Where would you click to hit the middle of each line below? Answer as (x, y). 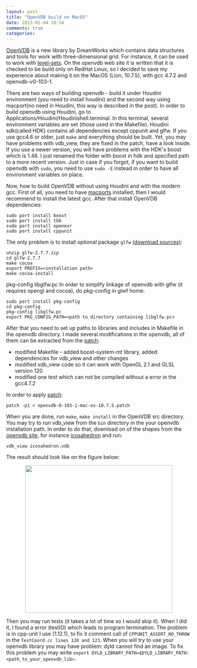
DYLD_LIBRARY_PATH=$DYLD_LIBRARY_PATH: (140, 653)
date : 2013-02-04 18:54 (35, 22)
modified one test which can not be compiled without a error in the (95, 377)
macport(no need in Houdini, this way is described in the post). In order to (96, 106)
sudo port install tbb (34, 221)
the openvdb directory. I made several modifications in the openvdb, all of (96, 335)
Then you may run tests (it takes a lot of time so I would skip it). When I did (96, 621)
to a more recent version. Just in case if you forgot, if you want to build (92, 162)
